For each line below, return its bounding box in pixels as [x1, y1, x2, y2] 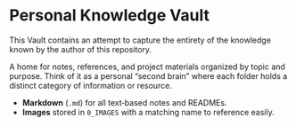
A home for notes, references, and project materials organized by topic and [9, 61, 285, 72]
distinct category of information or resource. [9, 80, 172, 91]
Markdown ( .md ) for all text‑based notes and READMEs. [21, 97, 227, 107]
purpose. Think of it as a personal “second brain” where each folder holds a [9, 70, 288, 81]
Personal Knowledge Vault [9, 5, 210, 26]
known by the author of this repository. [9, 43, 152, 54]
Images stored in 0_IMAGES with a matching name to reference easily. [21, 106, 275, 117]
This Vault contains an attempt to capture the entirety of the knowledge [9, 35, 272, 45]
